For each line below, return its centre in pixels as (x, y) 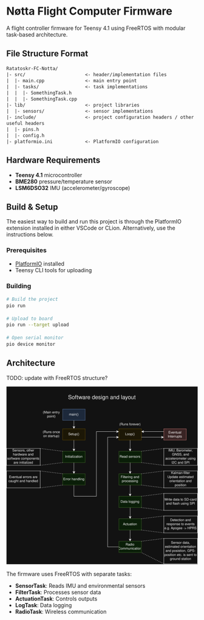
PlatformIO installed (40, 264)
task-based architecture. (37, 34)
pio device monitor (31, 344)
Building (19, 286)
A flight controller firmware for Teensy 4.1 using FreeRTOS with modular (96, 28)
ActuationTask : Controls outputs (56, 599)
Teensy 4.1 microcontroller (49, 175)
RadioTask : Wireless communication (61, 612)
